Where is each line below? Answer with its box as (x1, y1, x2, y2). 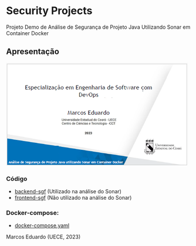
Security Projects (6, 4, 93, 18)
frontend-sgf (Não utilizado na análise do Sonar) (14, 194, 132, 201)
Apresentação (6, 47, 60, 57)
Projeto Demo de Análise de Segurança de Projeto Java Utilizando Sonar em (6, 23, 191, 30)
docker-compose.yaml (14, 222, 69, 229)
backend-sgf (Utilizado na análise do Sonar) (14, 188, 122, 195)
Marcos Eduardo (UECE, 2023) (6, 233, 81, 241)
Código (6, 175, 28, 183)
